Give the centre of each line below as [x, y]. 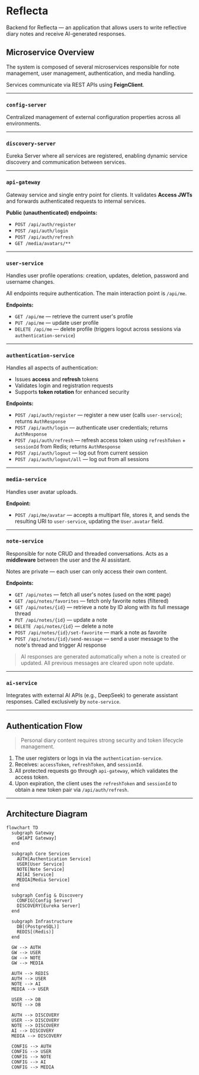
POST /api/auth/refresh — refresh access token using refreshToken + [100, 440]
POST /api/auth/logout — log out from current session [81, 453]
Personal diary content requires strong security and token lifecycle [102, 740]
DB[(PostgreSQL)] [38, 926]
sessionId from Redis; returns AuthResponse [68, 447]
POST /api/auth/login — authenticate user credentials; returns [91, 428]
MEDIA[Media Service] [43, 880]
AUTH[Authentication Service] [54, 859]
